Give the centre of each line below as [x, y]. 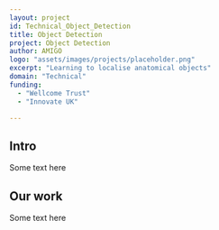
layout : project [40, 18]
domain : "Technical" [48, 77]
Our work [36, 196]
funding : [26, 85]
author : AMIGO [36, 51]
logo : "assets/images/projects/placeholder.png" [102, 60]
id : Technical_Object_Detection [70, 26]
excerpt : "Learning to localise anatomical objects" [110, 69]
